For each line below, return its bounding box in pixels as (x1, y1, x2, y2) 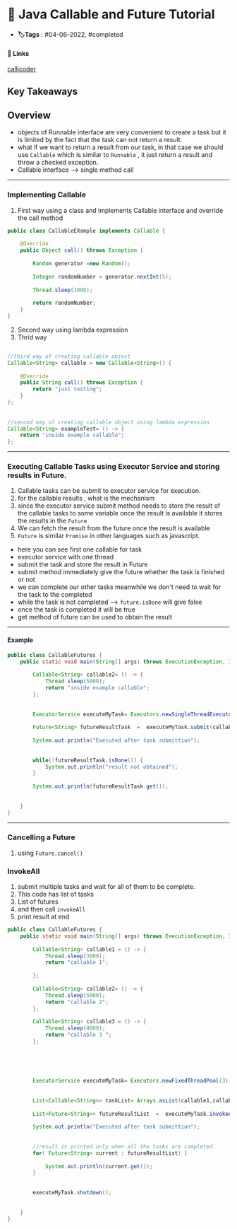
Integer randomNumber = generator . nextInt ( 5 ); (32, 273, 172, 280)
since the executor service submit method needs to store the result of (17, 501, 221, 510)
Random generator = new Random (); (32, 260, 131, 267)
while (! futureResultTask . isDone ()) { (32, 757, 143, 764)
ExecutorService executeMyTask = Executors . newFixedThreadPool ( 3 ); (32, 1078, 232, 1085)
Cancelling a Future (7, 832, 75, 842)
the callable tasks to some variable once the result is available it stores (17, 509, 223, 518)
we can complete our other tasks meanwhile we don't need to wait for (17, 583, 221, 591)
